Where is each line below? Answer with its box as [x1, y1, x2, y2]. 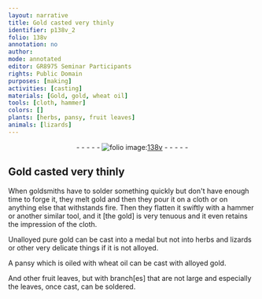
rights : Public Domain [8, 70, 83, 78]
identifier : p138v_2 [8, 26, 76, 34]
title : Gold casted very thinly [8, 19, 114, 27]
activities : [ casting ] [8, 84, 83, 93]
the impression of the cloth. [8, 219, 98, 228]
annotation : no [8, 41, 58, 49]
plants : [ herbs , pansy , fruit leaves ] [8, 114, 135, 122]
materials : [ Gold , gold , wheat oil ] [8, 92, 128, 100]
